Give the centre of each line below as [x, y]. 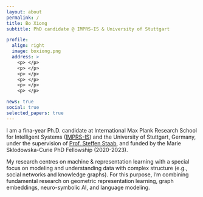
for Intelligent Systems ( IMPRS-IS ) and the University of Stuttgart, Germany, [101, 137]
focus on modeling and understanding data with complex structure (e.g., [97, 168]
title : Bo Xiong [27, 23]
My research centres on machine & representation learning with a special [98, 161]
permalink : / [23, 18]
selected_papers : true [35, 113]
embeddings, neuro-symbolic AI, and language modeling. [78, 187]
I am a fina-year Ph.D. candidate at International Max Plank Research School [102, 130]
